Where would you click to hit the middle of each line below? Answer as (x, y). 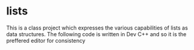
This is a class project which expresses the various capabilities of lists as (97, 28)
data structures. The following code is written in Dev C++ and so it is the (96, 34)
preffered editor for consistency (46, 40)
